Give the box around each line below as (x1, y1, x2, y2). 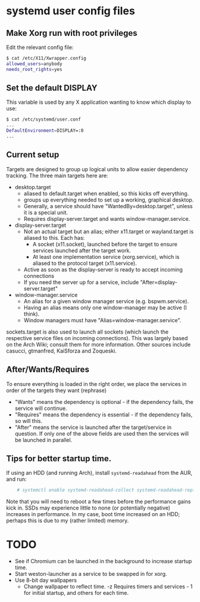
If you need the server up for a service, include (23, 279, 139, 286)
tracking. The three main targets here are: (6, 172, 108, 179)
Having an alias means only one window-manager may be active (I (23, 304, 187, 311)
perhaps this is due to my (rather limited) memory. (6, 517, 129, 524)
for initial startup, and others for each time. (23, 589, 129, 597)
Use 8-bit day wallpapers (14, 577, 77, 584)
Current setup (6, 150, 60, 160)
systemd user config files (6, 4, 135, 18)
